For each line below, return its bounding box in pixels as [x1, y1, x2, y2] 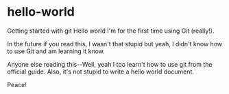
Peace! [7, 80, 27, 89]
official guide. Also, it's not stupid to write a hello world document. [7, 67, 194, 76]
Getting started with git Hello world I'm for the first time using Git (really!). [7, 27, 215, 35]
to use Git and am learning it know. [7, 47, 105, 55]
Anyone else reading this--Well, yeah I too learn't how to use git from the [7, 60, 213, 68]
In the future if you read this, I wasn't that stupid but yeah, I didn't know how [7, 40, 223, 48]
